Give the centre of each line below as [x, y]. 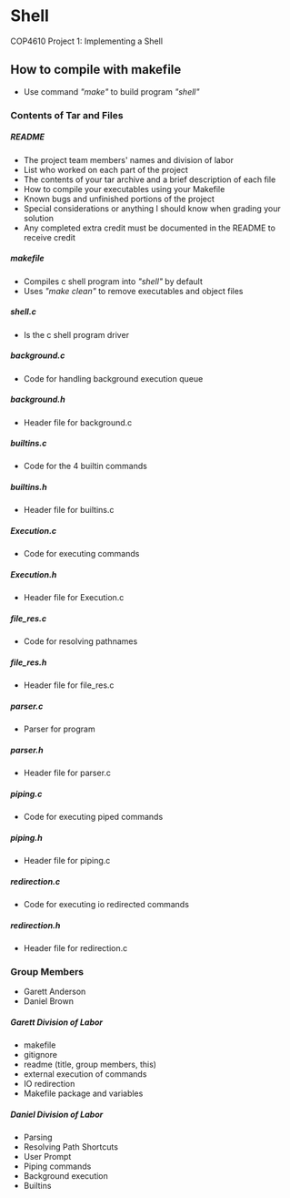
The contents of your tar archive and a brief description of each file [150, 179]
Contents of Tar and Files [67, 115]
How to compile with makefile [96, 70]
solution [38, 218]
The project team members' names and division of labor [129, 159]
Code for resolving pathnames [80, 641]
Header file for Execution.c [74, 598]
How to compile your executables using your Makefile [124, 189]
